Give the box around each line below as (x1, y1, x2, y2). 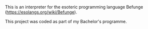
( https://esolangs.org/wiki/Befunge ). (5, 9, 77, 15)
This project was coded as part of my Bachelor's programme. (5, 19, 127, 24)
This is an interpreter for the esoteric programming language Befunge (5, 4, 143, 10)
